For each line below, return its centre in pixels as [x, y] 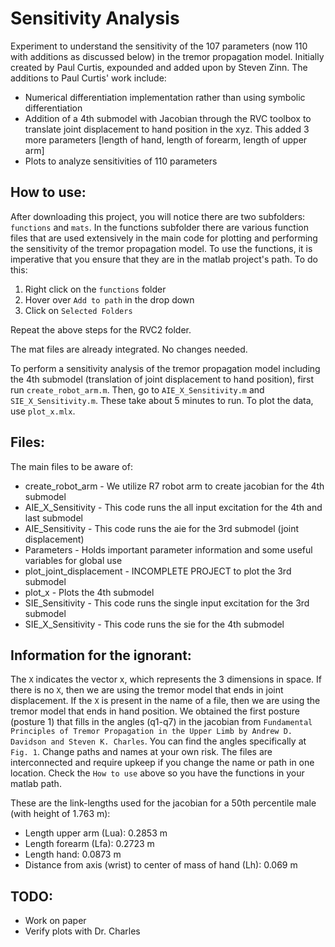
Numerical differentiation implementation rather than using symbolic [165, 97]
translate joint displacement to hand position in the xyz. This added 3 [167, 129]
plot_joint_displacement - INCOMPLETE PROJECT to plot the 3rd [158, 571]
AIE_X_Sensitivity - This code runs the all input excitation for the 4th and [173, 507]
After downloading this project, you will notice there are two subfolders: [158, 216]
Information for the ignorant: [101, 655]
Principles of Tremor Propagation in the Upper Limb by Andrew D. [151, 732]
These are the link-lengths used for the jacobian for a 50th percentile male [163, 803]
